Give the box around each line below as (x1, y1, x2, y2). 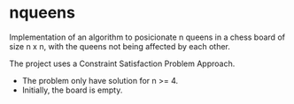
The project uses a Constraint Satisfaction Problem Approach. (9, 58, 236, 69)
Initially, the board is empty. (21, 85, 123, 95)
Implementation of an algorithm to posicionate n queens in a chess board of (9, 32, 286, 42)
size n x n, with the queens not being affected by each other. (9, 41, 230, 51)
